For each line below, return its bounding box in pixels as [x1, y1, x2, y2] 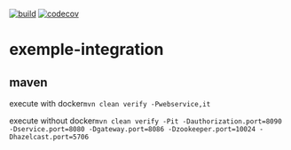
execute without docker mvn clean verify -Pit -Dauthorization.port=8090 [9, 115, 282, 126]
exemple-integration [9, 40, 164, 59]
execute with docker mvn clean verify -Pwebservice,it [9, 99, 211, 108]
